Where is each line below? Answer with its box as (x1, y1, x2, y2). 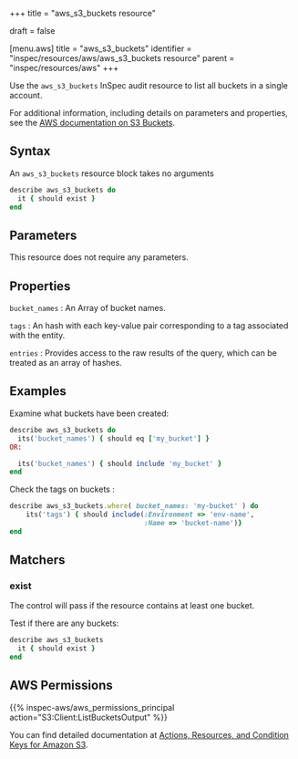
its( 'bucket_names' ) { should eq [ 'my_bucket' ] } (17, 433, 210, 443)
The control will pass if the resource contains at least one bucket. (9, 600, 255, 611)
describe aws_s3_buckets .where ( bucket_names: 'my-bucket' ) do (9, 502, 259, 511)
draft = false (9, 26, 56, 36)
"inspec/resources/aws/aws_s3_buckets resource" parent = (9, 53, 235, 63)
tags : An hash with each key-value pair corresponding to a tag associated (9, 320, 289, 331)
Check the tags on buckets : (9, 483, 116, 495)
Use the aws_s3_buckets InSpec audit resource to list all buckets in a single (9, 80, 289, 90)
